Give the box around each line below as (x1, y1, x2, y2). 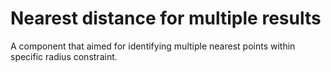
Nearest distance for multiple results (10, 7, 322, 30)
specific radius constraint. (10, 50, 118, 62)
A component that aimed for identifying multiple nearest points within (10, 40, 296, 52)
